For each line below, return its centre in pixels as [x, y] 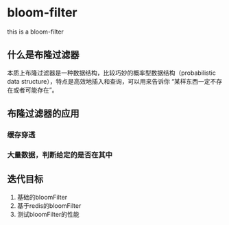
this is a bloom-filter [35, 32]
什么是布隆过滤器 [43, 55]
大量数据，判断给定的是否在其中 [60, 154]
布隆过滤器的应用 [43, 114]
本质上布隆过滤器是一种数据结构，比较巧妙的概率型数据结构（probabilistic [111, 73]
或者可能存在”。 [35, 90]
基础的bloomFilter [42, 197]
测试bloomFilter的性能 [48, 214]
